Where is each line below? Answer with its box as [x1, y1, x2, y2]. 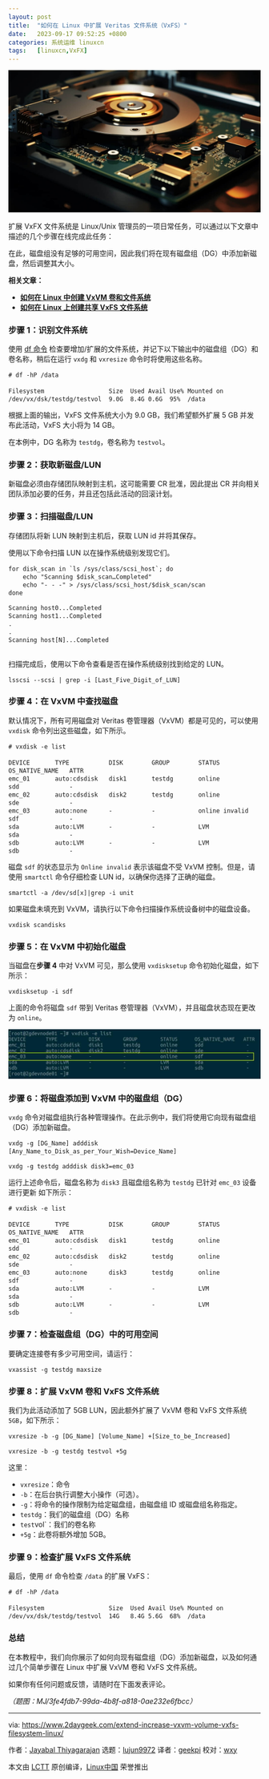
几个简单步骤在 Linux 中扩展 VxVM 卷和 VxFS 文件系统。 [14, 1662, 202, 1672]
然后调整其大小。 [22, 258, 78, 268]
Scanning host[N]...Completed [8, 635, 110, 644]
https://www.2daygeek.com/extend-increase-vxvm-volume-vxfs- [22, 1720, 239, 1729]
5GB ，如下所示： [8, 1415, 62, 1425]
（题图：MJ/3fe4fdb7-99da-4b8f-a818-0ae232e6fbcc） [8, 1696, 198, 1706]
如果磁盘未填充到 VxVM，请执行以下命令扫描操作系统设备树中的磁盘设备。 [8, 904, 255, 914]
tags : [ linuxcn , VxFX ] [8, 46, 88, 55]
